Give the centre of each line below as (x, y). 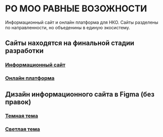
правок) (18, 102)
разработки (24, 51)
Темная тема (22, 116)
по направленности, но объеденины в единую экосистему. (68, 27)
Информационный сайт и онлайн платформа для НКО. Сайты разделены (82, 22)
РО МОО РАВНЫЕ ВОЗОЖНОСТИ (76, 9)
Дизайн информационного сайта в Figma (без (80, 94)
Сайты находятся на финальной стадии (70, 43)
